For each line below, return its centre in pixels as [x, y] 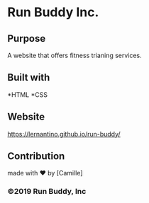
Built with [29, 77]
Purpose [27, 39]
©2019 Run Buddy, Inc [47, 192]
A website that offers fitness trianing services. [74, 55]
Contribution [36, 156]
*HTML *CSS [28, 94]
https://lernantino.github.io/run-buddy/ [64, 134]
